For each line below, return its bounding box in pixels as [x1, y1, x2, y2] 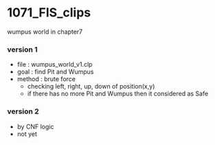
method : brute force [16, 75, 76, 83]
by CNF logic [16, 122, 54, 131]
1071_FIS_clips [7, 5, 91, 21]
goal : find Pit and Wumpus [16, 67, 94, 76]
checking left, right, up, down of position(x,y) [27, 82, 155, 91]
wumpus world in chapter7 [7, 27, 83, 36]
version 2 [7, 107, 39, 116]
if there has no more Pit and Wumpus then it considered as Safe [27, 89, 209, 98]
